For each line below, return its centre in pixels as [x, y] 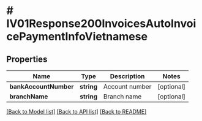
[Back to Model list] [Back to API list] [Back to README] [77, 112]
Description [127, 76]
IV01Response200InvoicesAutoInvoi [101, 24]
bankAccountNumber [42, 86]
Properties [27, 59]
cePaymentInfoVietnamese [77, 37]
